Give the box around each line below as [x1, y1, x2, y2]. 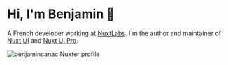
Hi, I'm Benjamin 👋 [7, 6, 115, 22]
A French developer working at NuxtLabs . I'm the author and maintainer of [7, 29, 222, 37]
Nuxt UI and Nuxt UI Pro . [7, 36, 78, 44]
